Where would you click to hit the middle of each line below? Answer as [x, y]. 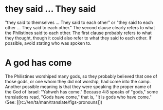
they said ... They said [51, 9]
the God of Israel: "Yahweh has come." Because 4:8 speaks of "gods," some [81, 92]
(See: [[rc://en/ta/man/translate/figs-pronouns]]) [54, 102]
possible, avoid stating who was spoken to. [48, 43]
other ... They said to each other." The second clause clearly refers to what [80, 27]
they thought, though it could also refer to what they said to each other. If [78, 38]
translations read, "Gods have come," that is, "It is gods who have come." [78, 97]
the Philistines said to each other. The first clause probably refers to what [78, 33]
